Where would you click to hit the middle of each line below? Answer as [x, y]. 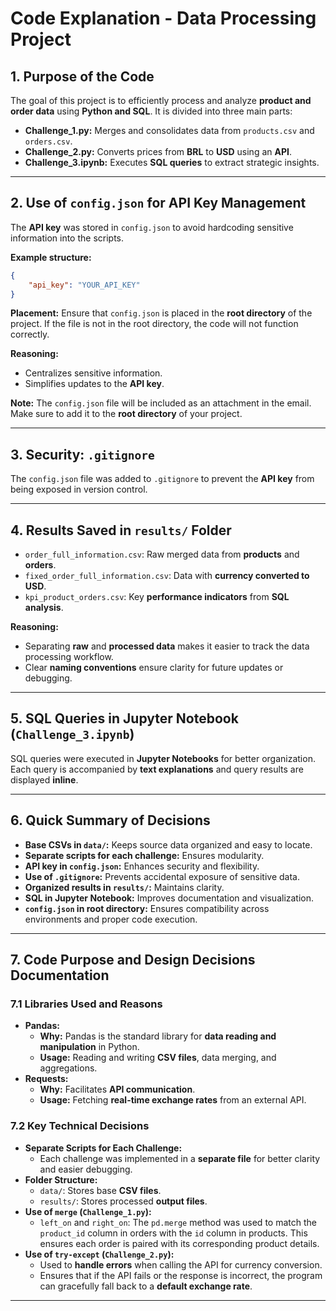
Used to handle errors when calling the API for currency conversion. [181, 1264]
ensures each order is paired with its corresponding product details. [179, 1243]
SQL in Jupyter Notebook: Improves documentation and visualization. [169, 898]
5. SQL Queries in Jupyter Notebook [124, 718]
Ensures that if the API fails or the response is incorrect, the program [181, 1275]
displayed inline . [44, 779]
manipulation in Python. [89, 1047]
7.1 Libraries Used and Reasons [86, 1004]
